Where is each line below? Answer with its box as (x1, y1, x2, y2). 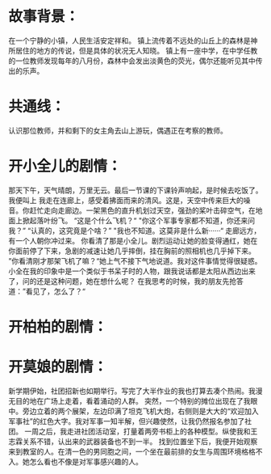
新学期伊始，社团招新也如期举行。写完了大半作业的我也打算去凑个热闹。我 (8, 386, 256, 396)
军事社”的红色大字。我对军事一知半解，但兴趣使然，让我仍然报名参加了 (8, 416, 245, 425)
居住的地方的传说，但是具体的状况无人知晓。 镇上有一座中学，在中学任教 (15, 45, 258, 55)
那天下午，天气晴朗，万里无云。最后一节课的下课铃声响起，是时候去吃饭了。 (8, 185, 263, 195)
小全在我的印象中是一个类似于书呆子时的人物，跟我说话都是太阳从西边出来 (8, 266, 256, 276)
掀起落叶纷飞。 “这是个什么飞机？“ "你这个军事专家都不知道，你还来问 (22, 215, 256, 225)
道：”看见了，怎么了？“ (8, 286, 86, 296)
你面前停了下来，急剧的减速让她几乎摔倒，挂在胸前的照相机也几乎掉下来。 (8, 246, 256, 256)
